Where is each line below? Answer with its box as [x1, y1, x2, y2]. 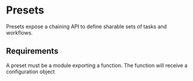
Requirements [6, 46, 58, 56]
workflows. [6, 29, 33, 36]
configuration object [6, 68, 55, 75]
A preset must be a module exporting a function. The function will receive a [6, 62, 188, 69]
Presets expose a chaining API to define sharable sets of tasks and [6, 23, 167, 30]
